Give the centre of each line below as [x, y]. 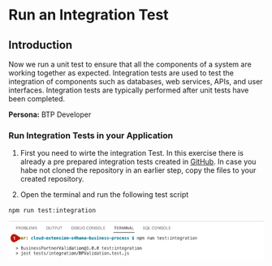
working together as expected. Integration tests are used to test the [121, 73]
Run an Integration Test [89, 15]
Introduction [41, 45]
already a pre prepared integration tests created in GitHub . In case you [138, 162]
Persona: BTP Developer [50, 114]
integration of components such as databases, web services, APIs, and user [136, 82]
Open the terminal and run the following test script [104, 195]
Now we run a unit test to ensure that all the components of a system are [130, 64]
